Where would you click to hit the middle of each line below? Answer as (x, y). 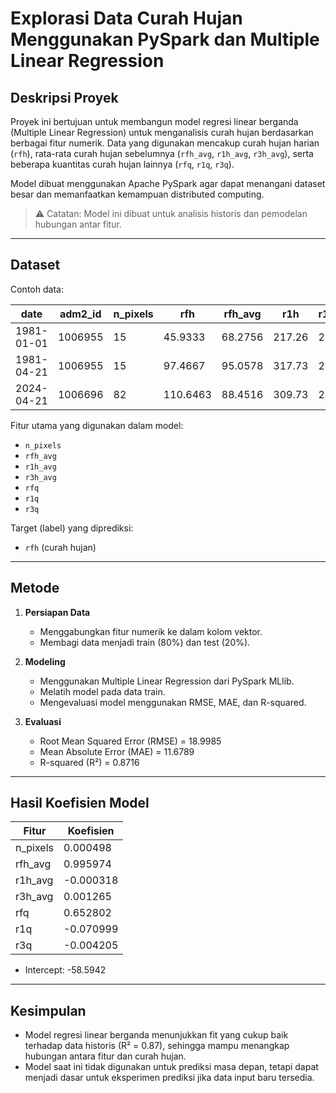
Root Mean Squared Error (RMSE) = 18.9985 (130, 741)
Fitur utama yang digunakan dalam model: (97, 425)
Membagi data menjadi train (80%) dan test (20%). (145, 642)
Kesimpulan (48, 1010)
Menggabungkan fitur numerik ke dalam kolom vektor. (151, 631)
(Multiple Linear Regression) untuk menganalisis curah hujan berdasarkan (162, 132)
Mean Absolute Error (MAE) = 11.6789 (117, 751)
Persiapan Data (57, 612)
